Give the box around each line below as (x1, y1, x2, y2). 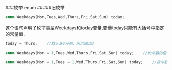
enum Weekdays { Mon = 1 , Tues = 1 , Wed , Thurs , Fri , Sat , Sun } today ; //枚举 (5, 59, 165, 65)
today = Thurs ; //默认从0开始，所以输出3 (5, 41, 94, 46)
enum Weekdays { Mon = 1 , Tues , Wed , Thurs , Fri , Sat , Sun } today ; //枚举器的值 (5, 50, 167, 55)
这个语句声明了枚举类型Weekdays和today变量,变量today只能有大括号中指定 (5, 25, 165, 31)
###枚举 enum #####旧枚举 (5, 5, 65, 10)
